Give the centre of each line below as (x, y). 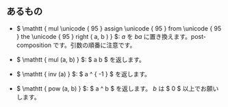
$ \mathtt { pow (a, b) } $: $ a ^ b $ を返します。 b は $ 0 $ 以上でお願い (117, 88)
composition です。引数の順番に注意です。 (76, 45)
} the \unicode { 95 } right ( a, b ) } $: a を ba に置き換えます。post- (111, 36)
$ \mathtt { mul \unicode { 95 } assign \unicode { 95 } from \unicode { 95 (119, 28)
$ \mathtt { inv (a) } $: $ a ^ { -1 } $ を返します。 (84, 74)
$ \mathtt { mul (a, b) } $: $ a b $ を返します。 (80, 59)
